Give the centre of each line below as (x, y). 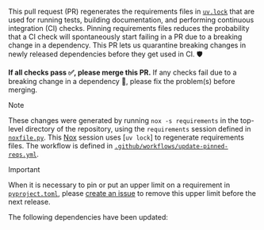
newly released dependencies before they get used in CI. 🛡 (106, 54)
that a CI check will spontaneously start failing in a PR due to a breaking (125, 36)
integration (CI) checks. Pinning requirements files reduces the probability (129, 28)
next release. (29, 202)
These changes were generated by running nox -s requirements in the (124, 121)
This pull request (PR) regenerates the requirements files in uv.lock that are (132, 11)
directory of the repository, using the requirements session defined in (138, 129)
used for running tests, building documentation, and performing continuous (131, 20)
